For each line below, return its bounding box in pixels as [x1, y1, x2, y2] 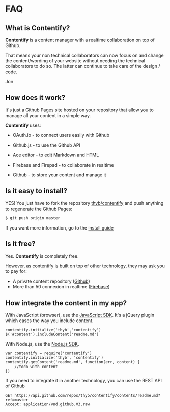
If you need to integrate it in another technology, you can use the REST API [5, 378, 162, 384]
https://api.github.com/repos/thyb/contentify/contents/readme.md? [14, 393, 160, 398]
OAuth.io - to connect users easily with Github [12, 132, 110, 138]
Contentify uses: [5, 122, 41, 128]
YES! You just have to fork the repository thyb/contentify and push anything [5, 200, 164, 206]
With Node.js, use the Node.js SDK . [5, 341, 80, 347]
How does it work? [5, 93, 66, 102]
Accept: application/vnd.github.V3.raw [5, 402, 90, 407]
